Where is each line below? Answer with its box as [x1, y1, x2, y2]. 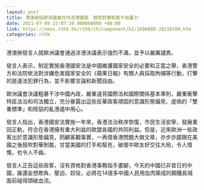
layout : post [6, 9, 39, 15]
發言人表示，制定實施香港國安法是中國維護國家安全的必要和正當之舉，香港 [6, 62, 192, 69]
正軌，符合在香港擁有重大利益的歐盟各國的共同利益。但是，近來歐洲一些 [11, 126, 192, 133]
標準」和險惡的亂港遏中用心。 [11, 105, 86, 113]
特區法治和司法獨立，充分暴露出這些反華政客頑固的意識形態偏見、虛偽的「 [6, 98, 192, 105]
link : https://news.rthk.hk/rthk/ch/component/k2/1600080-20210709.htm [6, 26, 191, 32]
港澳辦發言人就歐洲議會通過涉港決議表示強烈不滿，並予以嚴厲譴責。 [6, 49, 177, 57]
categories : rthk [6, 32, 50, 38]
